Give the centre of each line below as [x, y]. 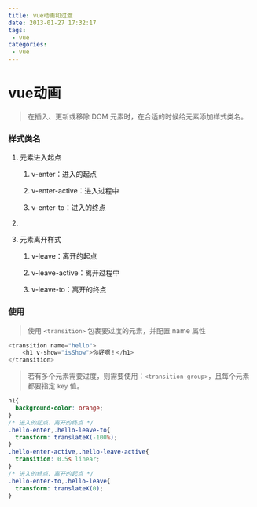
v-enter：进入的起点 [64, 175]
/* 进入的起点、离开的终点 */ [51, 422]
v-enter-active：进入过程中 [75, 191]
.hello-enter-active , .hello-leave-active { [79, 452]
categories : [28, 45]
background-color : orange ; [59, 408]
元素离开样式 [40, 240]
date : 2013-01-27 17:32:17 [52, 23]
